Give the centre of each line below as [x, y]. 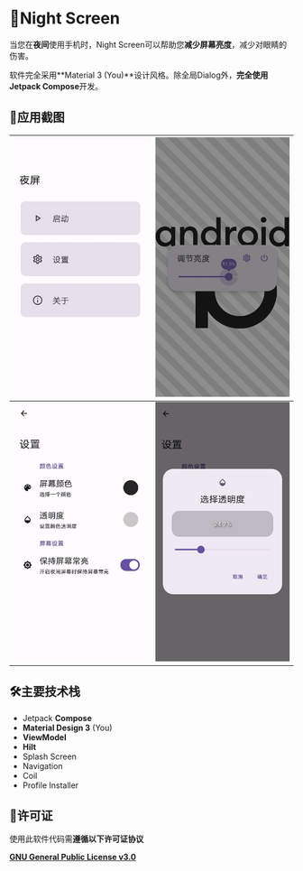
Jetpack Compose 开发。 [56, 86]
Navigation [42, 765]
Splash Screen [49, 756]
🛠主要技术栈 [45, 692]
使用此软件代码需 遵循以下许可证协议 [77, 839]
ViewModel [44, 737]
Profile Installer [50, 785]
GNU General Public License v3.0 [73, 857]
